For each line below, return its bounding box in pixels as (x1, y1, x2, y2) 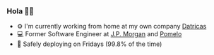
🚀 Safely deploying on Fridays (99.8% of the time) (16, 40, 162, 48)
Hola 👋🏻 (6, 6, 35, 16)
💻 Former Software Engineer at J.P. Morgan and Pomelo (16, 30, 182, 38)
